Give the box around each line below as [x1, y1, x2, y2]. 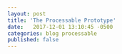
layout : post [7, 10, 46, 18]
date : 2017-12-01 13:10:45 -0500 [7, 23, 113, 30]
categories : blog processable [7, 29, 98, 37]
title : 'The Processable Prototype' [7, 17, 116, 24]
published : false [7, 36, 59, 43]
